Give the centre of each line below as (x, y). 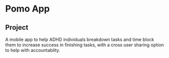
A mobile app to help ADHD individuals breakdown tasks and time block (80, 39)
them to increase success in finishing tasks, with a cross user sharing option (84, 45)
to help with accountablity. (33, 50)
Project (17, 27)
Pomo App (27, 9)
